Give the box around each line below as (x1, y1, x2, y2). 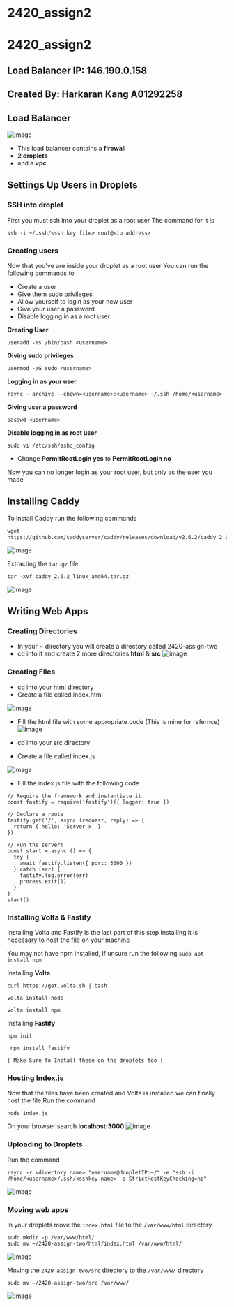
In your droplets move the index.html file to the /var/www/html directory (7, 1220, 212, 1229)
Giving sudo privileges (7, 351, 75, 360)
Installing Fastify (7, 1019, 56, 1028)
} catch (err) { (13, 866, 61, 873)
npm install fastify (10, 1045, 70, 1052)
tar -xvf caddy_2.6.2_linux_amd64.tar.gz (7, 573, 130, 580)
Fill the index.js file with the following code (17, 778, 140, 787)
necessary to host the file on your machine (7, 936, 130, 944)
